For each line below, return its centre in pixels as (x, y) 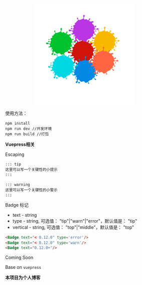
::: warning (18, 184)
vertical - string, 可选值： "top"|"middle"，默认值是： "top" (73, 227)
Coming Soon (19, 257)
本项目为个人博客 (23, 277)
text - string (25, 215)
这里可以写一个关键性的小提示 (31, 169)
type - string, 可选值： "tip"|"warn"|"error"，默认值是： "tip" (75, 221)
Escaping (15, 154)
